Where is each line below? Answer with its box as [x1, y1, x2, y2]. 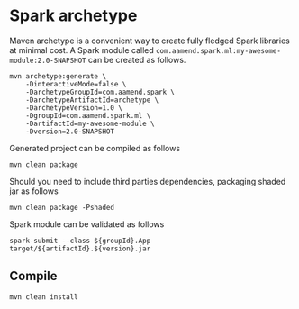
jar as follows [9, 186, 59, 196]
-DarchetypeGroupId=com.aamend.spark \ [25, 87, 176, 96]
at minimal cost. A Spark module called [9, 44, 155, 55]
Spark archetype [9, 5, 138, 26]
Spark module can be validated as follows [9, 218, 165, 230]
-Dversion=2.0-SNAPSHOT [25, 127, 115, 136]
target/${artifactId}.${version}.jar [9, 244, 151, 253]
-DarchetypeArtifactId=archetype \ [25, 95, 159, 105]
